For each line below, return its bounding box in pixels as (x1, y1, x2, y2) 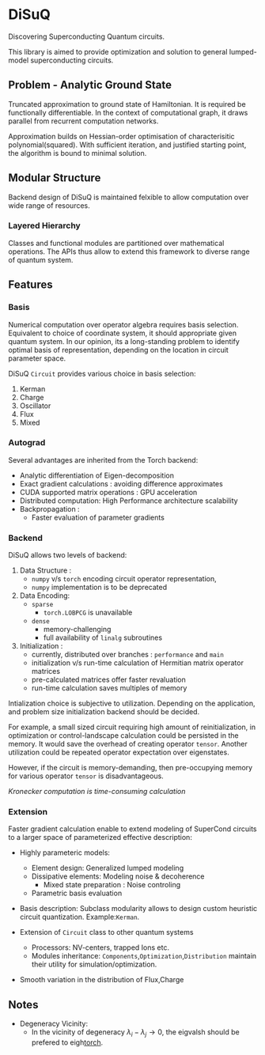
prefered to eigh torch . (31, 1038, 104, 1047)
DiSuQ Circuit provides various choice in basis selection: (8, 369, 196, 378)
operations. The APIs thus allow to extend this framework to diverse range (8, 247, 251, 256)
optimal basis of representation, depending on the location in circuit (8, 345, 229, 354)
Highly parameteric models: (19, 848, 111, 857)
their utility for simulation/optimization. (31, 959, 157, 970)
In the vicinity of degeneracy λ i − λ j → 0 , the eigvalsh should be (31, 1027, 240, 1039)
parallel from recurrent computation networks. (8, 116, 159, 126)
